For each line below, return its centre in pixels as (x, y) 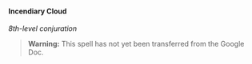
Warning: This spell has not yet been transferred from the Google (136, 44)
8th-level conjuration (43, 28)
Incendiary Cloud (38, 11)
